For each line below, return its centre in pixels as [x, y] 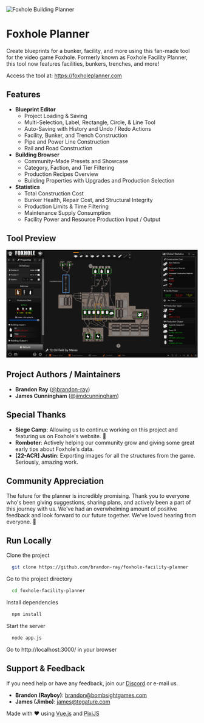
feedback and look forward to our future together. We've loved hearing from [101, 515]
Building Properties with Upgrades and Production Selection [99, 180]
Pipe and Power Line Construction [67, 141]
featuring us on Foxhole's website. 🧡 [60, 436]
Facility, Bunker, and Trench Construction [76, 135]
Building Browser [37, 155]
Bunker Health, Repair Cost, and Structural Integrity [88, 200]
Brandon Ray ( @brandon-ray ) [53, 389]
